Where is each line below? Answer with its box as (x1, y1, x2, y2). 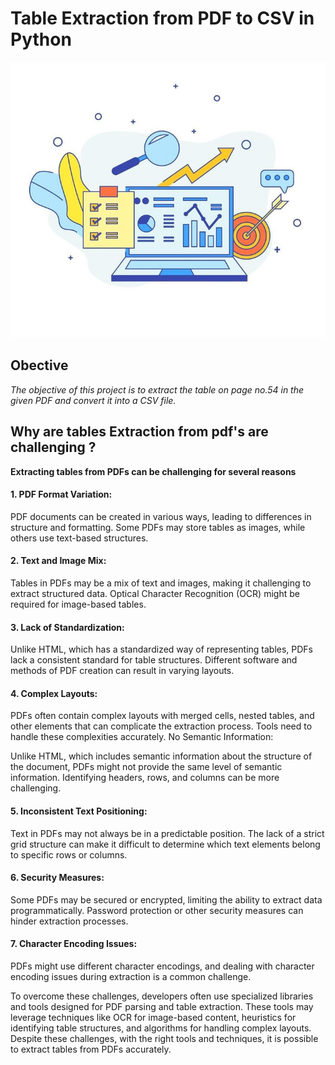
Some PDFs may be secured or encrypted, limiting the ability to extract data (10, 893, 323, 906)
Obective (10, 357, 69, 374)
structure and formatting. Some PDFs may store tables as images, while (10, 521, 306, 533)
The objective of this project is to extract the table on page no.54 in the (10, 383, 305, 396)
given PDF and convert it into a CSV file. (10, 394, 177, 406)
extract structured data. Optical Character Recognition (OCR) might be (10, 587, 300, 599)
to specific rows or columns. (10, 848, 128, 861)
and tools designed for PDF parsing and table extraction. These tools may (10, 1000, 314, 1012)
